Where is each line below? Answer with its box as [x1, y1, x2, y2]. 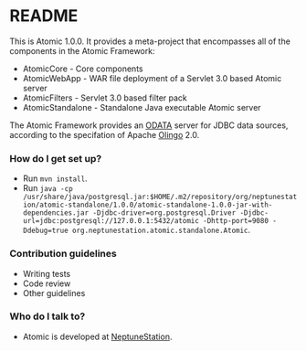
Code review [22, 278, 71, 289]
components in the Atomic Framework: [9, 45, 155, 56]
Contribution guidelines [9, 248, 117, 261]
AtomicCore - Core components [22, 63, 143, 74]
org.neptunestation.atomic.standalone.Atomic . [71, 225, 251, 236]
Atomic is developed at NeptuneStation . [22, 331, 173, 342]
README [9, 5, 79, 27]
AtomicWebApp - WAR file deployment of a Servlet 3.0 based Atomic [22, 72, 282, 83]
